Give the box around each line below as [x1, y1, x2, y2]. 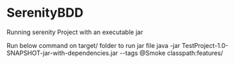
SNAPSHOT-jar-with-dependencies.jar [6, 49, 119, 57]
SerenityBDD [6, 5, 84, 21]
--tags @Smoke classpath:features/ [119, 49, 223, 57]
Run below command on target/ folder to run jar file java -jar [6, 41, 181, 49]
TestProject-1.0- [182, 41, 229, 49]
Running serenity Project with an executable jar [6, 28, 144, 36]
